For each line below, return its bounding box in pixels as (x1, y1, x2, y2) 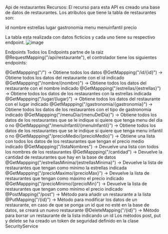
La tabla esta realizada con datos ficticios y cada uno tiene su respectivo (5, 34, 155, 40)
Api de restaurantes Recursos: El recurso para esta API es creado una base (5, 4, 160, 10)
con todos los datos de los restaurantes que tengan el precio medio (5, 138, 144, 144)
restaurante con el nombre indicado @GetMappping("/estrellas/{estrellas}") (5, 85, 161, 91)
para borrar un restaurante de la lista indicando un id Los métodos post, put (5, 213, 161, 219)
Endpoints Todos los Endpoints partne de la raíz (5, 49, 104, 55)
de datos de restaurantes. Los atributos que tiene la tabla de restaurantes (5, 9, 156, 15)
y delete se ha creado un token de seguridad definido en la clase (5, 218, 139, 224)
